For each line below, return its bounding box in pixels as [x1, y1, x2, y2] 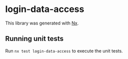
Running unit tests [5, 34, 64, 43]
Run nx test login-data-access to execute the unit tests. [5, 47, 123, 53]
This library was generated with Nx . [5, 20, 79, 26]
